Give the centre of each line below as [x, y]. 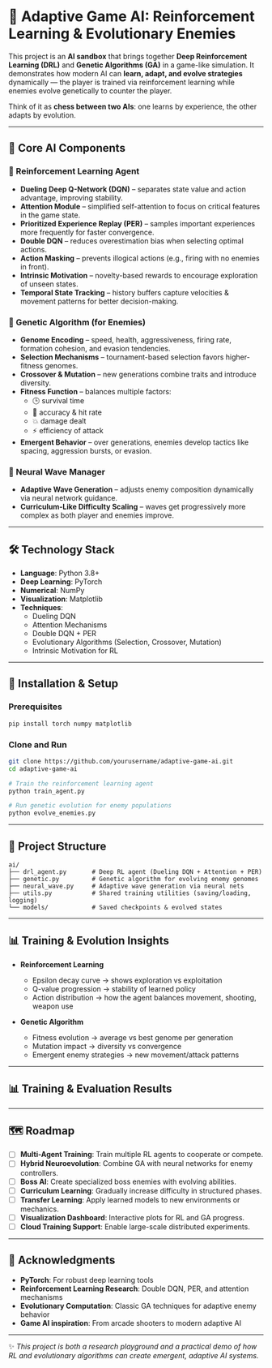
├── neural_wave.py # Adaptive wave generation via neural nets [126, 886]
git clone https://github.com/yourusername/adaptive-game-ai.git [121, 761]
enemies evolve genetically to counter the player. [90, 90]
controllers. [39, 1172]
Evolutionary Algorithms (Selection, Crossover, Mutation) [127, 642]
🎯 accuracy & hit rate [67, 412]
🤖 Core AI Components [67, 148]
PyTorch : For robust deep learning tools [87, 1280]
